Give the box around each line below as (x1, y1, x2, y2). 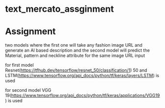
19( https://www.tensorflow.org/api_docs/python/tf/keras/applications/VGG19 (5, 92, 160, 99)
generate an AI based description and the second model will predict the (5, 48, 150, 54)
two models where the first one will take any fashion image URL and (5, 42, 142, 48)
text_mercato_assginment (5, 3, 114, 15)
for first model (5, 62, 34, 68)
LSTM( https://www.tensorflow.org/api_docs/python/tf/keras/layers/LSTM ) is (5, 73, 160, 79)
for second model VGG (5, 87, 52, 93)
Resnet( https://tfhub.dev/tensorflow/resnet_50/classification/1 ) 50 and (5, 67, 147, 73)
